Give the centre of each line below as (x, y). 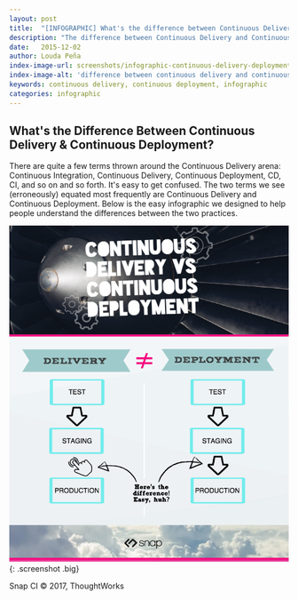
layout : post (33, 19)
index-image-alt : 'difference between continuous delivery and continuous (150, 76)
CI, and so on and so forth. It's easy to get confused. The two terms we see (147, 185)
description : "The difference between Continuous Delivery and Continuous (150, 37)
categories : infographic (55, 93)
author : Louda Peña (45, 56)
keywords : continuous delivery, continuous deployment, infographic (138, 84)
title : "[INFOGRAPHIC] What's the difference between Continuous (134, 28)
